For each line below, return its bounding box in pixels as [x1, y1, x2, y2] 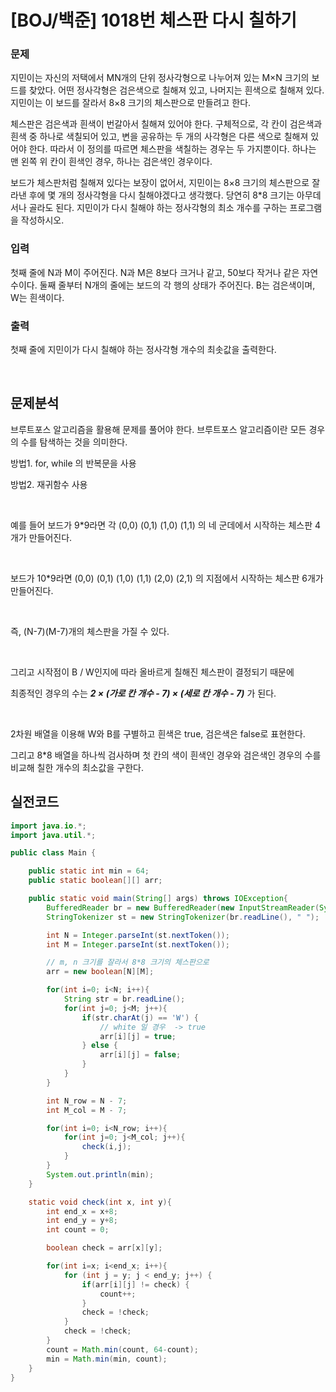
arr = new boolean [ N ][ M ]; [46, 967, 155, 977]
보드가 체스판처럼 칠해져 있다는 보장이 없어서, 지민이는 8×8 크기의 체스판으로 [10, 177, 310, 189]
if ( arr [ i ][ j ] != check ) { [81, 1279, 190, 1290]
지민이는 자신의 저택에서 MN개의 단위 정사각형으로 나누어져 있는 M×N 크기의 [10, 72, 310, 84]
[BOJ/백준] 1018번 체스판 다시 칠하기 [10, 9, 297, 32]
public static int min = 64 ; [28, 866, 150, 876]
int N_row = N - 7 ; [46, 1096, 128, 1106]
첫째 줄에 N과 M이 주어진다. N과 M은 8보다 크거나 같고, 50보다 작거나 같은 [10, 266, 300, 278]
